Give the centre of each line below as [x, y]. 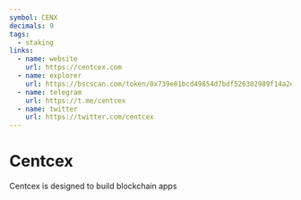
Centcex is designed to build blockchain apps [93, 186]
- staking [35, 42]
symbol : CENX [34, 17]
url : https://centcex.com [74, 68]
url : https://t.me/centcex [76, 100]
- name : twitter [47, 109]
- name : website [47, 59]
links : [21, 51]
